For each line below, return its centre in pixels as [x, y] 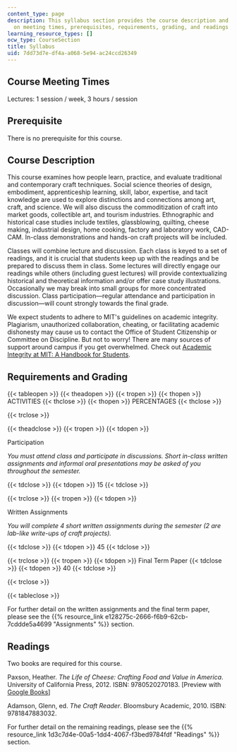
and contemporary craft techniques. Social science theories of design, [110, 185]
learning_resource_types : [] [50, 34]
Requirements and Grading [68, 377]
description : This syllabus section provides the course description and [118, 20]
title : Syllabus [31, 47]
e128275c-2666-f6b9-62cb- [146, 617]
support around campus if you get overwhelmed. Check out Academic [110, 347]
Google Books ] [29, 692]
